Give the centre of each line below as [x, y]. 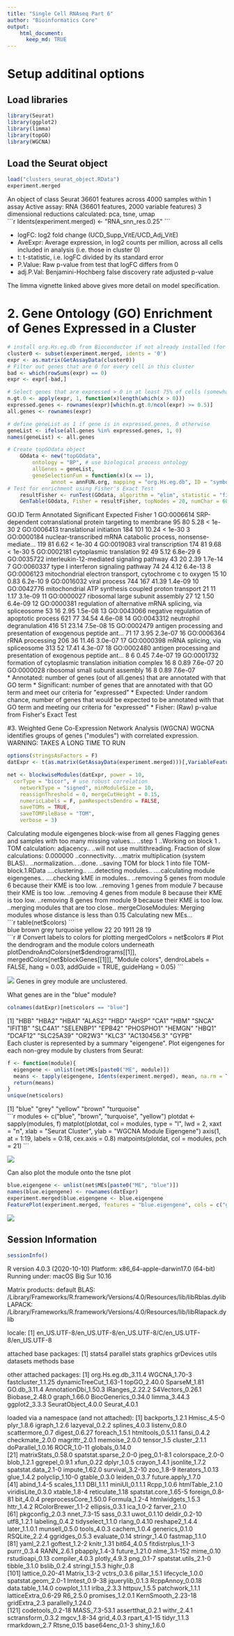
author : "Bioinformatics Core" [53, 20]
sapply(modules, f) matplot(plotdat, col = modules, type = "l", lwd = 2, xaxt [115, 1124]
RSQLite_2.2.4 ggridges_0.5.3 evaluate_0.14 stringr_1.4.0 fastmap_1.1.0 [107, 1536]
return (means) [34, 1083]
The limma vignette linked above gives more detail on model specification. [114, 286]
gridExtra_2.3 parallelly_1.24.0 [49, 1603]
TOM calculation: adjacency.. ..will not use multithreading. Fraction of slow [114, 848]
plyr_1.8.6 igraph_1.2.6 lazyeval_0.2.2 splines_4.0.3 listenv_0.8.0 [97, 1425]
